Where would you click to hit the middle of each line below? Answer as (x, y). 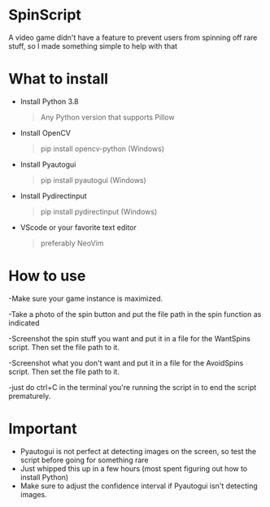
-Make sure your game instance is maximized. (86, 298)
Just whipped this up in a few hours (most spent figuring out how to (134, 468)
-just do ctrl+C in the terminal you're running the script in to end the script (133, 387)
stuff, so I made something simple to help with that (93, 45)
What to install (58, 79)
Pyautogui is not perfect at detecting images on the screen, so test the (138, 451)
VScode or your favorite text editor (78, 227)
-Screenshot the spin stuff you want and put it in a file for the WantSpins (129, 338)
